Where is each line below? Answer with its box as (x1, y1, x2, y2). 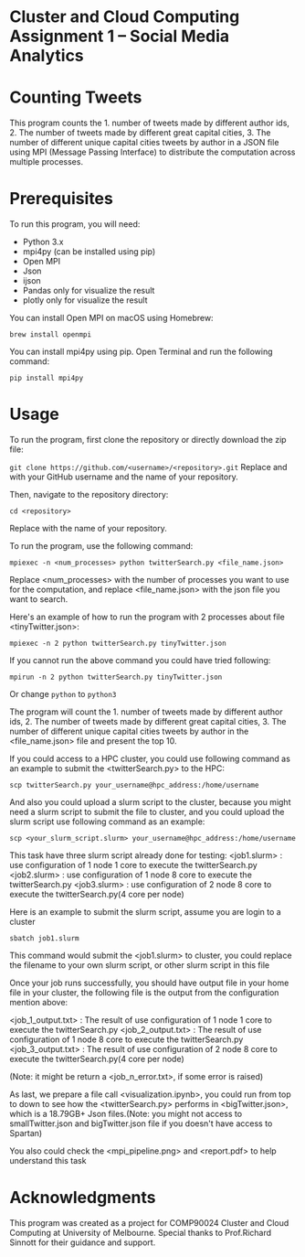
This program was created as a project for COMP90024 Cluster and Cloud (9, 1217, 289, 1228)
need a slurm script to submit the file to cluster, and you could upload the (9, 807, 285, 817)
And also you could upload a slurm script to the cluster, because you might (9, 797, 291, 807)
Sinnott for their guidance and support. (9, 1237, 156, 1248)
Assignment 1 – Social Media (9, 26, 230, 47)
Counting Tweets (9, 87, 142, 108)
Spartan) (9, 1128, 43, 1138)
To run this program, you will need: (9, 219, 141, 230)
